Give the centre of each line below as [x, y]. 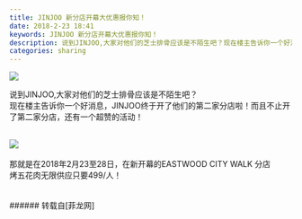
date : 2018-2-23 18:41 [52, 26]
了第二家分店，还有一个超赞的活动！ [76, 117]
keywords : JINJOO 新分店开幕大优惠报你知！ [84, 34]
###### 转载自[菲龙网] [52, 206]
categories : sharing [48, 51]
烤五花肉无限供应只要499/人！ [66, 175]
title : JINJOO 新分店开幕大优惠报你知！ [78, 18]
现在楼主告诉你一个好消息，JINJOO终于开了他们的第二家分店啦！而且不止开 [150, 106]
